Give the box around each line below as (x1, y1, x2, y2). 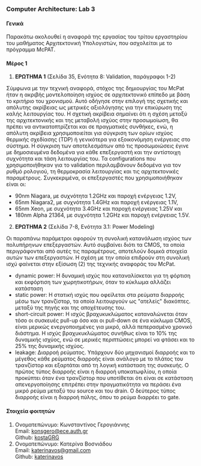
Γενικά (6, 20, 24, 27)
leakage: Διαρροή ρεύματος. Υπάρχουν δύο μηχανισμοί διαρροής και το (14, 349, 195, 356)
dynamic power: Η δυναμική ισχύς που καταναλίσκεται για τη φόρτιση (14, 272, 191, 279)
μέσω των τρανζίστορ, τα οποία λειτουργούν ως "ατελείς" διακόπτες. (14, 297, 191, 305)
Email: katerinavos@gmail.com (14, 446, 91, 453)
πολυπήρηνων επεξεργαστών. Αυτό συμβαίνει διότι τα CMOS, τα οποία (6, 241, 185, 249)
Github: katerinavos (14, 453, 64, 460)
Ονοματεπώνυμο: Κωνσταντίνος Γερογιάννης (14, 421, 130, 428)
